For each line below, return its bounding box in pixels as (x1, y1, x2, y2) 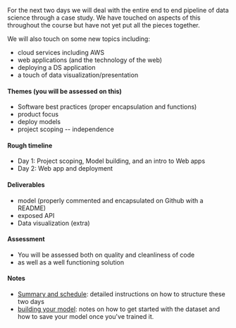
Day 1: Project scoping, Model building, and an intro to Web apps (17, 157, 206, 165)
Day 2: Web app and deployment (17, 164, 113, 173)
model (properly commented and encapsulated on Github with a (17, 196, 204, 205)
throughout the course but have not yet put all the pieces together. (7, 21, 201, 29)
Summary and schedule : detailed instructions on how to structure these (17, 290, 225, 298)
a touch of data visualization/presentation (17, 71, 139, 79)
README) (17, 204, 46, 212)
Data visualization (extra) (17, 219, 90, 227)
